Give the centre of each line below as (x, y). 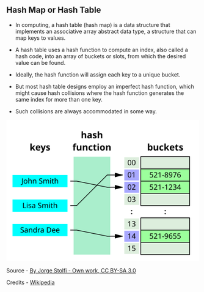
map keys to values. (40, 38)
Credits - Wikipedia (31, 282)
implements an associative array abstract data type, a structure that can (106, 31)
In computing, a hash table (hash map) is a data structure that (93, 24)
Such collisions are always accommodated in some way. (86, 111)
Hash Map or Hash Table (54, 10)
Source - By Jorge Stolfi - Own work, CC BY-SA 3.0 (71, 270)
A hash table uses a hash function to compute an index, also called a (101, 50)
